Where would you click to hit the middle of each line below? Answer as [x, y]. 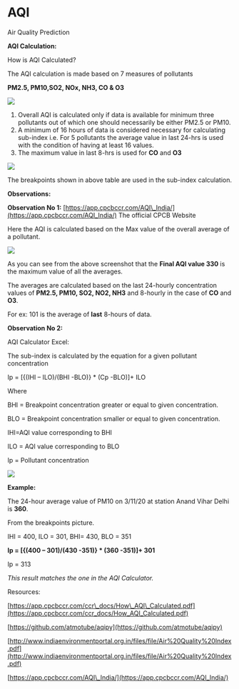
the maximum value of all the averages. [65, 271]
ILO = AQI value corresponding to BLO [63, 446]
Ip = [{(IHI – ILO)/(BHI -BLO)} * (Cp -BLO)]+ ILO [77, 377]
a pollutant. [24, 236]
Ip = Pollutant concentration [48, 460]
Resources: [24, 592]
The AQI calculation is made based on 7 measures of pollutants [100, 74]
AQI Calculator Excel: [38, 342]
